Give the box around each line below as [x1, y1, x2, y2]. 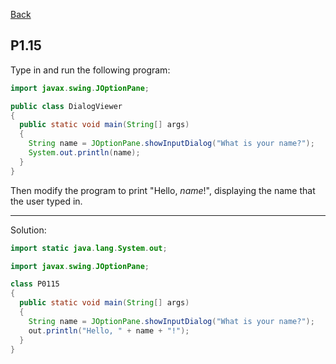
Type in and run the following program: [10, 64, 171, 76]
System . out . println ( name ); [28, 148, 141, 158]
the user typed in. [10, 195, 83, 207]
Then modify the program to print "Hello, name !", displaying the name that [10, 184, 316, 196]
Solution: [10, 224, 47, 236]
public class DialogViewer [10, 101, 123, 111]
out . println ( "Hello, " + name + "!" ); [28, 325, 190, 336]
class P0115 [10, 279, 60, 289]
